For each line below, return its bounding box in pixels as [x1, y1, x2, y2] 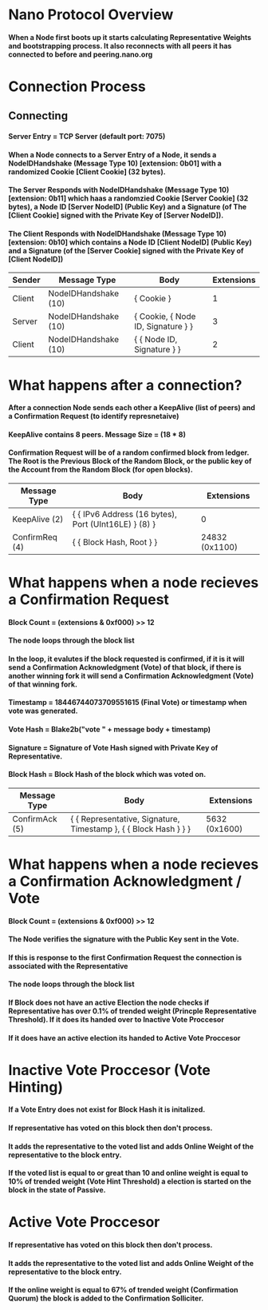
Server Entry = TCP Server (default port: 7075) [8, 131, 166, 141]
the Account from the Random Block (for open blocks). [8, 465, 193, 475]
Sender [12, 274, 41, 285]
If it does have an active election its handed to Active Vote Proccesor [8, 1033, 241, 1042]
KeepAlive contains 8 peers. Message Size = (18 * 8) [8, 429, 186, 439]
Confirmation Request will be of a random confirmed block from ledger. [8, 448, 250, 457]
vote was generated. [8, 706, 78, 716]
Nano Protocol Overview [8, 6, 174, 24]
